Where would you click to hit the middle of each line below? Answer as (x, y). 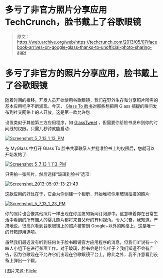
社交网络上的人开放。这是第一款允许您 (52, 112)
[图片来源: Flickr (21, 271)
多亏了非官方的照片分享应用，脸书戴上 (82, 74)
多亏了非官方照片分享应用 (56, 10)
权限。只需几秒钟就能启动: (44, 128)
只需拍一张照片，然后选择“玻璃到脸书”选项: (48, 174)
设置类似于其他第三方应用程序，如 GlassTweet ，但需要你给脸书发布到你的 (79, 122)
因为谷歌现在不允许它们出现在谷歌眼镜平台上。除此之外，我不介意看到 (83, 254)
